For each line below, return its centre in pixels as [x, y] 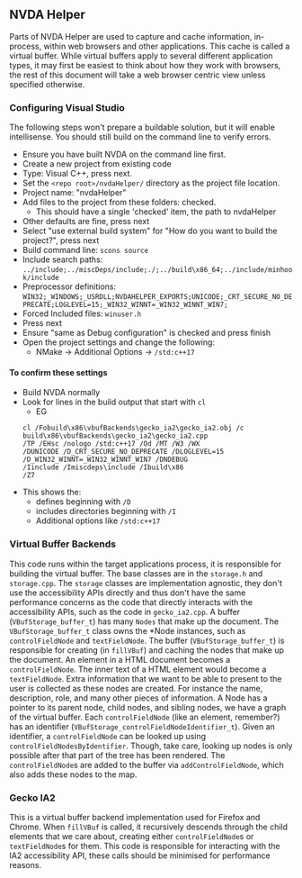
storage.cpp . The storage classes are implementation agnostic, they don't [146, 583]
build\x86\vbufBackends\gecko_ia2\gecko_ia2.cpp [115, 436]
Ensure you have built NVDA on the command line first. [124, 154]
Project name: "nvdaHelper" [74, 193]
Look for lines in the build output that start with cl [114, 402]
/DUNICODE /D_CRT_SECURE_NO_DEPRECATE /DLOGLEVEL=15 [123, 452]
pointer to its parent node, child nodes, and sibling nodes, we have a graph [148, 707]
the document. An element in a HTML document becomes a [120, 659]
